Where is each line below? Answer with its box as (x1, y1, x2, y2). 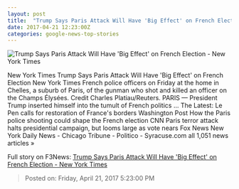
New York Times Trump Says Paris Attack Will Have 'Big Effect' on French (7, 71, 224, 80)
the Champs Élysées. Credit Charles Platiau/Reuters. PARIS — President (7, 94, 218, 102)
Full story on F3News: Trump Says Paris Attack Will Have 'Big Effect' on (7, 153, 217, 161)
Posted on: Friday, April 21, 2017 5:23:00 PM (24, 174, 155, 183)
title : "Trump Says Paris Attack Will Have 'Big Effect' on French (7, 17, 215, 24)
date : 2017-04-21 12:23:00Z (7, 23, 91, 31)
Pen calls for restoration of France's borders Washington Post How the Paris (7, 109, 231, 117)
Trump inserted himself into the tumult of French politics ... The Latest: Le (7, 101, 223, 110)
